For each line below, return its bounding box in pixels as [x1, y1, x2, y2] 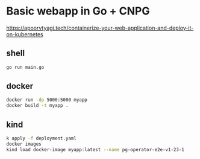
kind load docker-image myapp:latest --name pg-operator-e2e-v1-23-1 [6, 146, 185, 152]
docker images [6, 141, 42, 147]
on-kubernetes [6, 30, 43, 37]
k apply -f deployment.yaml [6, 135, 77, 141]
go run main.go [6, 64, 45, 70]
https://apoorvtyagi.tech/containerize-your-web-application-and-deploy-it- [6, 24, 194, 31]
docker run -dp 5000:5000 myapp [6, 97, 87, 103]
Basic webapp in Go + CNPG [6, 4, 150, 18]
